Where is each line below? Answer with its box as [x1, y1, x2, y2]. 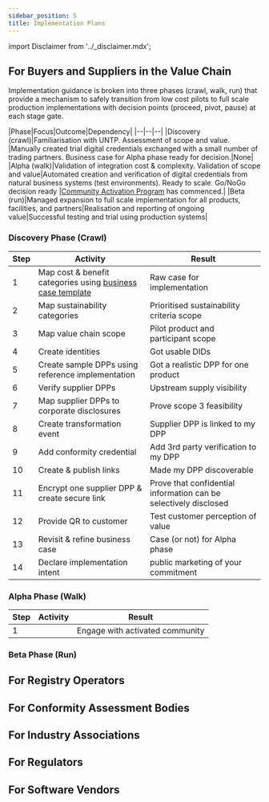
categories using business [38, 276, 138, 287]
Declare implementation [38, 556, 128, 568]
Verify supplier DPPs [38, 382, 116, 393]
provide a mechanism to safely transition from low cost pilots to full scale [8, 94, 250, 104]
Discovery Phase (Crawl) [8, 232, 107, 243]
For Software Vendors [8, 783, 120, 796]
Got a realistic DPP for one [149, 359, 250, 370]
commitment [149, 567, 198, 578]
